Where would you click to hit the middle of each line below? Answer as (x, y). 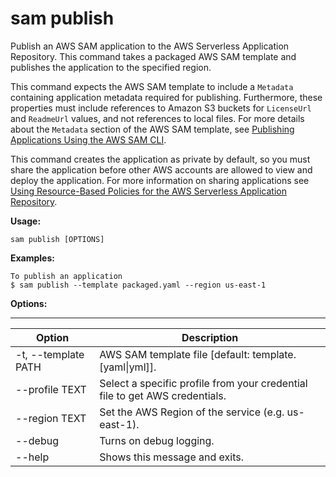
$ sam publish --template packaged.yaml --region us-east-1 (138, 285)
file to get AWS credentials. (163, 395)
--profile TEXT (51, 389)
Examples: (32, 258)
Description (210, 337)
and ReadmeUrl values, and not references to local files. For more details (157, 118)
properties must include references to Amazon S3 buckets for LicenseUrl (161, 108)
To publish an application (66, 276)
